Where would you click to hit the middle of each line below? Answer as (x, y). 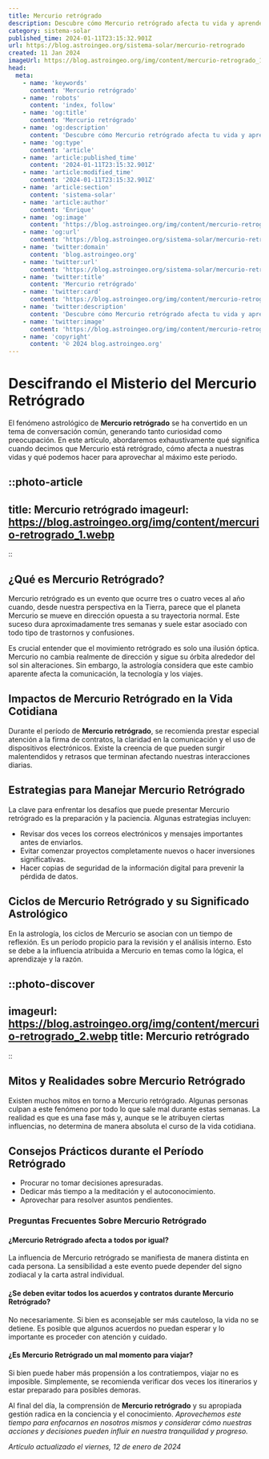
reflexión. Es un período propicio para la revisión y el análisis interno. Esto (130, 942)
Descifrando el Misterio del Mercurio (133, 384)
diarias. (20, 765)
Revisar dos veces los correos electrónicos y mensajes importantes (131, 833)
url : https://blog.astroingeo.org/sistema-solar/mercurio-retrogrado (127, 46)
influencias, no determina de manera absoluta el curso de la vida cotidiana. (132, 1126)
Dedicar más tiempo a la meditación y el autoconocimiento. (118, 1192)
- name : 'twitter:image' (64, 322)
